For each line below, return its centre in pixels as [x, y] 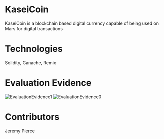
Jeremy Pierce [20, 131]
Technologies [34, 49]
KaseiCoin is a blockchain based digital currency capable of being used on [82, 23]
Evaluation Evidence [48, 83]
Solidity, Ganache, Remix [31, 62]
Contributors [32, 117]
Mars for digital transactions [34, 28]
